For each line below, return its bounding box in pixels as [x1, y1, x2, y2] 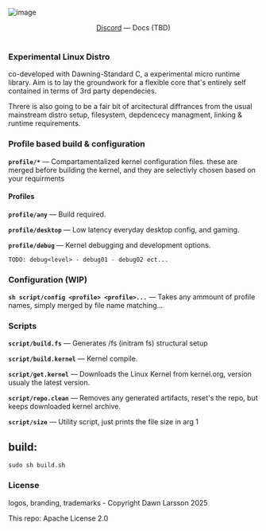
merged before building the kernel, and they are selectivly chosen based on [8, 165, 256, 174]
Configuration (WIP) [8, 274, 87, 285]
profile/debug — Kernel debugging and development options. [8, 240, 211, 250]
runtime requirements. [8, 119, 81, 128]
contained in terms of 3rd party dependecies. [8, 86, 157, 96]
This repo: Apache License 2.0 [8, 513, 109, 523]
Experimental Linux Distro [8, 51, 110, 62]
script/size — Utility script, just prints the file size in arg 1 [8, 417, 199, 427]
